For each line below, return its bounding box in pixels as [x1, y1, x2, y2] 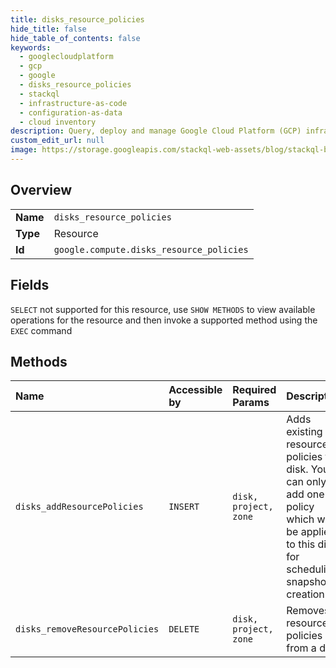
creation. [286, 587, 328, 601]
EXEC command [10, 324, 73, 336]
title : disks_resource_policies [10, 14, 145, 25]
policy [286, 500, 315, 514]
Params [232, 396, 270, 410]
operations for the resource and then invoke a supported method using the [10, 314, 318, 326]
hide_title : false [10, 24, 87, 34]
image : [10, 145, 38, 155]
